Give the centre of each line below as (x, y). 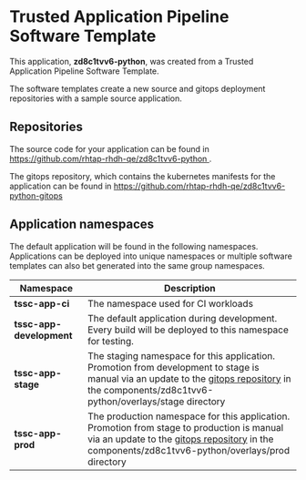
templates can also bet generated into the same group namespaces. (138, 265)
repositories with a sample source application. (96, 98)
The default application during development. (183, 318)
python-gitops (36, 195)
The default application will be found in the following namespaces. (134, 246)
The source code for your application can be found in (109, 148)
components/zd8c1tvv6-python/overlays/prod (189, 450)
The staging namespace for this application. (182, 355)
